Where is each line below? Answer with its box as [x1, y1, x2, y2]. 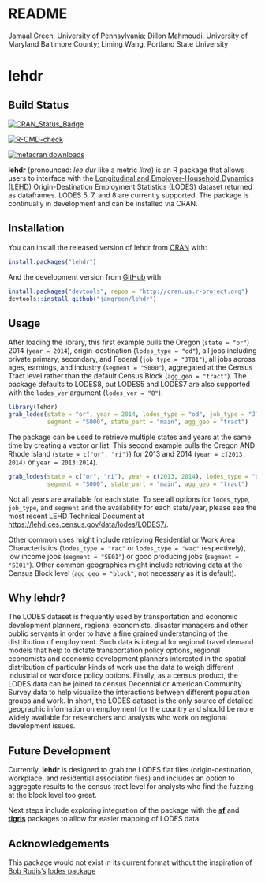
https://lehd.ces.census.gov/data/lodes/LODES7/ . [8, 519, 170, 529]
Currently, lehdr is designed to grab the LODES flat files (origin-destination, [8, 765, 253, 775]
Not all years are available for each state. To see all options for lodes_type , [8, 494, 251, 504]
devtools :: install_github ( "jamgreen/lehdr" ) [8, 295, 157, 302]
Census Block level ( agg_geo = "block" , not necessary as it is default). [8, 568, 237, 577]
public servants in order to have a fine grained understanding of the [8, 629, 229, 638]
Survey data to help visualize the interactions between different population [8, 688, 251, 697]
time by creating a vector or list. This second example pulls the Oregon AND [8, 440, 256, 450]
